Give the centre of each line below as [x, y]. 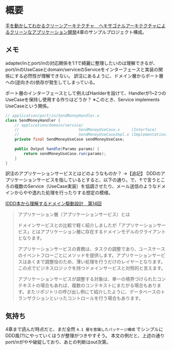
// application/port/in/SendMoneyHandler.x [52, 116]
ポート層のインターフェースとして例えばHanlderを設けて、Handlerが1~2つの [86, 93]
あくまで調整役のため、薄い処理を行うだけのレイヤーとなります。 [96, 262]
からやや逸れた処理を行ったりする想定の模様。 [63, 193]
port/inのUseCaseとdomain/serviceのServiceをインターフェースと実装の [82, 69]
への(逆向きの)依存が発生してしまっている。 [52, 82]
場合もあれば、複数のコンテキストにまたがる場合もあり [99, 286]
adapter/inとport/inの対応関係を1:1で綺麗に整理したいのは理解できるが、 [81, 63]
